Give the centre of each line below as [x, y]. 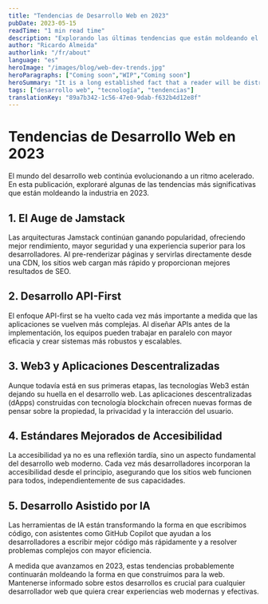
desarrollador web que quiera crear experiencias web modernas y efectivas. [134, 591]
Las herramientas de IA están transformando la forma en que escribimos [128, 525]
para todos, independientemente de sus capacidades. [97, 481]
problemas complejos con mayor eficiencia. [80, 550]
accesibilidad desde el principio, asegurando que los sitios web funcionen [130, 472]
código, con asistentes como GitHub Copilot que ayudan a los [110, 534]
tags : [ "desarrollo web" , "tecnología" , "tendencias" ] [101, 90]
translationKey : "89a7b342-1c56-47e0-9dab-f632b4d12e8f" [105, 97]
